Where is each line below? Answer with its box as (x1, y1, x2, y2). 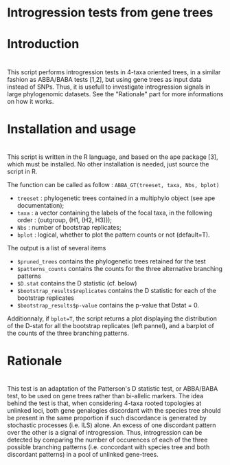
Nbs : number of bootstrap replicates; (16, 223, 122, 231)
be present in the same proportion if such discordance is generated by (7, 414, 207, 422)
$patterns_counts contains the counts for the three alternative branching (16, 264, 223, 272)
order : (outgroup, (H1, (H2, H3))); (16, 215, 112, 224)
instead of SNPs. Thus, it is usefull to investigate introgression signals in (7, 83, 211, 91)
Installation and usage (7, 121, 136, 137)
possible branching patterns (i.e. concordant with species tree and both (7, 443, 210, 451)
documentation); (16, 201, 65, 209)
